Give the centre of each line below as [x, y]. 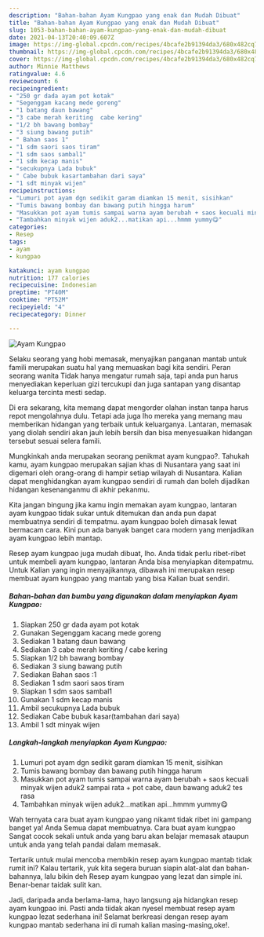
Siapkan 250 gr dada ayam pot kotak [80, 624]
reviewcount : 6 [34, 81]
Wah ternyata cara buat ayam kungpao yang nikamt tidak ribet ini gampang [130, 819]
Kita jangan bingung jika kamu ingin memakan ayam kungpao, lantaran [123, 504]
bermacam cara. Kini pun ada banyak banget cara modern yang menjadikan [131, 529]
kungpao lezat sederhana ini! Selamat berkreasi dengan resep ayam [119, 917]
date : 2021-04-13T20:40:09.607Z [61, 37]
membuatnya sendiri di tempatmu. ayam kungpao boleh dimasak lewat [123, 521]
